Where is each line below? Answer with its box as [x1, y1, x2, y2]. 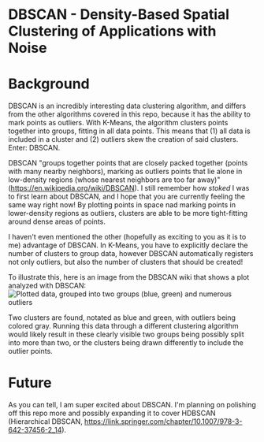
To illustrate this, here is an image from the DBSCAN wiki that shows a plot [8, 273, 250, 282]
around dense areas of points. [8, 217, 106, 226]
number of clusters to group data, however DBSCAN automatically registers [8, 249, 254, 258]
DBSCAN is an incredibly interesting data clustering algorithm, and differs [8, 101, 247, 111]
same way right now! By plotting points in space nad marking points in [8, 200, 236, 210]
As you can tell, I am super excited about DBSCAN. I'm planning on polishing [8, 400, 256, 410]
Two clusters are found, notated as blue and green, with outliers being [8, 313, 236, 322]
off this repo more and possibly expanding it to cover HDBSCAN [8, 408, 216, 418]
